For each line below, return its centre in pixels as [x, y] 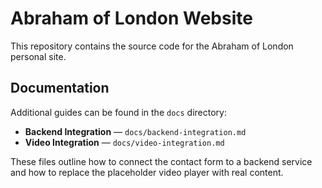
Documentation [60, 88]
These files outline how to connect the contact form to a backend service [161, 161]
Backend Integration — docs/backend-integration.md [135, 131]
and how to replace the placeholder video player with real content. [147, 172]
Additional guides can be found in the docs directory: [118, 112]
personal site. [38, 56]
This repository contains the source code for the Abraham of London [152, 46]
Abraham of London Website [131, 18]
